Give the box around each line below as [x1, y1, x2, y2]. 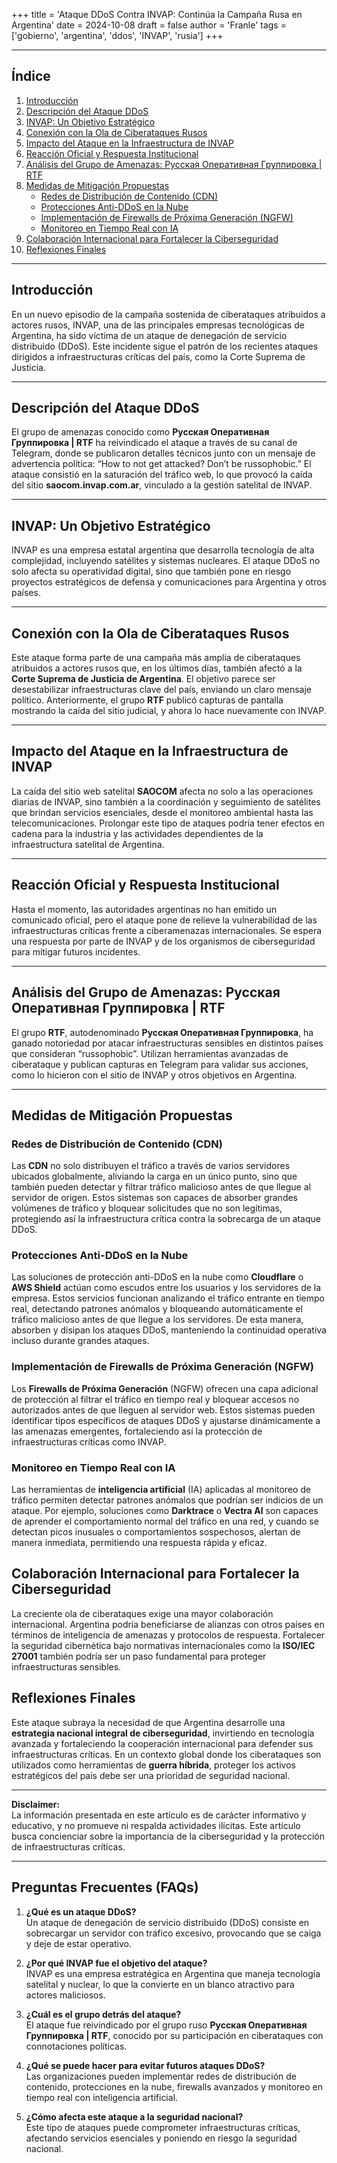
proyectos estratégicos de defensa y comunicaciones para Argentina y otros [11, 576, 327, 588]
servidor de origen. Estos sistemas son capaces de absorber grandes [11, 1192, 299, 1204]
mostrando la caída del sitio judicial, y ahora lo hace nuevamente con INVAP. [11, 705, 327, 717]
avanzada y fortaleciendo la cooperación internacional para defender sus [11, 1737, 314, 1749]
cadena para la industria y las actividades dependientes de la [11, 827, 264, 839]
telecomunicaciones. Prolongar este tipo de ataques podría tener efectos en [11, 817, 325, 829]
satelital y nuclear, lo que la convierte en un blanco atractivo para [25, 1978, 295, 1990]
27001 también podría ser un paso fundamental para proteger [11, 1650, 267, 1662]
